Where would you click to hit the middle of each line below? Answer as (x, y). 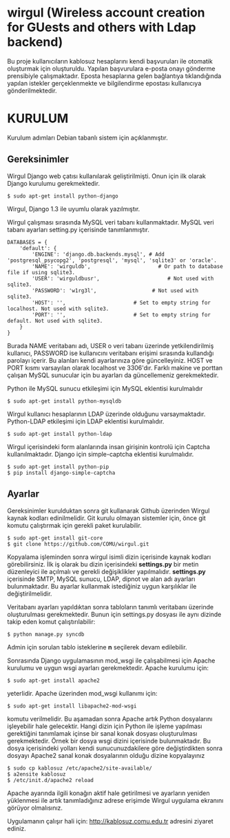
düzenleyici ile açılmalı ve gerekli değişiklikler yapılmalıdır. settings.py (106, 571)
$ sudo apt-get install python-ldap (60, 434)
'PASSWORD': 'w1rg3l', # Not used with (115, 291)
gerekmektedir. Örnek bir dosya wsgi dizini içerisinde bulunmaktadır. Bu (109, 741)
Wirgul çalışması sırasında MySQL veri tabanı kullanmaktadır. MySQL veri (111, 222)
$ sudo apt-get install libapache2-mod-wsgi (72, 706)
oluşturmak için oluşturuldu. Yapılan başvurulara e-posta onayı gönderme (111, 68)
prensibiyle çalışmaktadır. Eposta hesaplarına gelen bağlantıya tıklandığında (114, 76)
